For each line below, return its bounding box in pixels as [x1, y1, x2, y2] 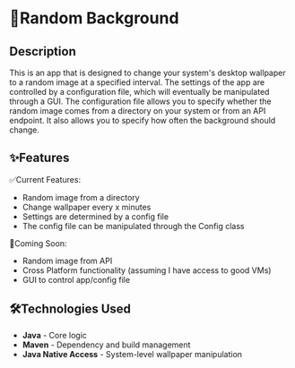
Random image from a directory [22, 192, 141, 202]
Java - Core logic [22, 329, 88, 340]
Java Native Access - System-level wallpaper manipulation [22, 348, 243, 359]
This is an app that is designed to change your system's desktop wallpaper [9, 67, 286, 78]
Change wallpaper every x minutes [22, 201, 152, 212]
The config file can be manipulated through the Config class [22, 220, 245, 231]
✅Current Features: [9, 174, 82, 184]
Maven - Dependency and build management [22, 339, 191, 350]
